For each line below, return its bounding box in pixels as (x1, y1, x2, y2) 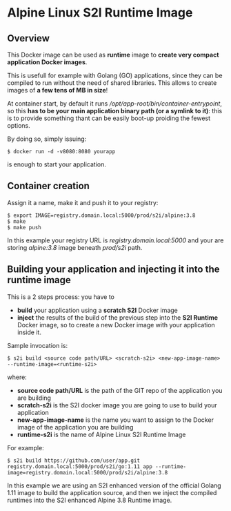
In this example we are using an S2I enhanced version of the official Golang (7, 481, 222, 490)
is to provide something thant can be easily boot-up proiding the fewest (7, 114, 211, 122)
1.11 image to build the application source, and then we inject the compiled (7, 488, 217, 496)
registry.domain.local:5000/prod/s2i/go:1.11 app (7, 463, 153, 470)
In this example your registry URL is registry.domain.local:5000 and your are (7, 236, 224, 244)
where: (7, 373, 28, 381)
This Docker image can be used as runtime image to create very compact (7, 50, 219, 59)
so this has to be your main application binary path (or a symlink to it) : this (7, 107, 223, 115)
